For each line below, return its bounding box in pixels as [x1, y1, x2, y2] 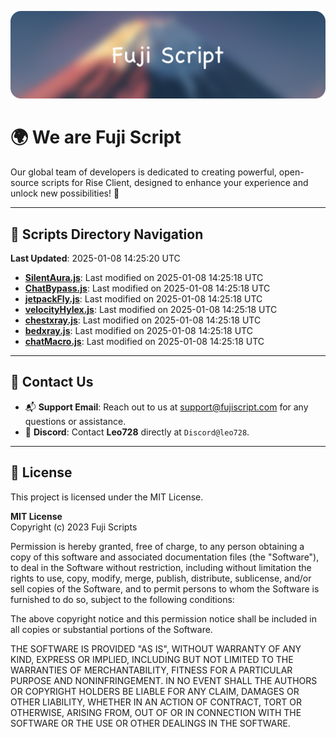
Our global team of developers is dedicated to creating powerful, [10, 166, 277, 178]
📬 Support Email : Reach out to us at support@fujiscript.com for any [24, 401, 309, 413]
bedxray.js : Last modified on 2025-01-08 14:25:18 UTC [24, 325, 253, 337]
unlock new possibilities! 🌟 [10, 187, 120, 200]
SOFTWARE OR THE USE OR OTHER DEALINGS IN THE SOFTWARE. [10, 717, 291, 729]
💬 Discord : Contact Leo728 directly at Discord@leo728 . [24, 426, 250, 438]
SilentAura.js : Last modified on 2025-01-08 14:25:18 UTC [24, 272, 264, 284]
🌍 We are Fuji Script [10, 126, 182, 149]
